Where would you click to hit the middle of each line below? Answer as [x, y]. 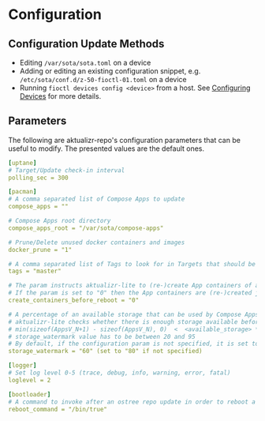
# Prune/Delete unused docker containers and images [97, 242]
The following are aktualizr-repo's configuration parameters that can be [124, 140]
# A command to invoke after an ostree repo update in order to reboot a [132, 402]
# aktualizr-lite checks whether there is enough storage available [123, 321]
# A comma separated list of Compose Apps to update [97, 199]
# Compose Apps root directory [60, 221]
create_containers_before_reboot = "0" [74, 301]
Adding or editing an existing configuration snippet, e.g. [110, 71]
